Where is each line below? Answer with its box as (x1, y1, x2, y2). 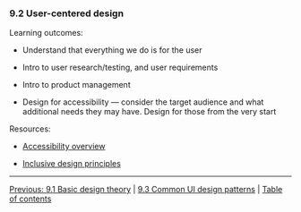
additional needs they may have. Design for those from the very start (21, 106, 277, 117)
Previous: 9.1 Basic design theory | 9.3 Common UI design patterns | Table (9, 184, 283, 195)
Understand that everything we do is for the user (21, 45, 203, 55)
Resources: (9, 123, 51, 134)
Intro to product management (21, 80, 132, 90)
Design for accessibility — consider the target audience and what (21, 97, 264, 107)
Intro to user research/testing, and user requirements (21, 62, 219, 73)
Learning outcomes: (9, 28, 83, 38)
